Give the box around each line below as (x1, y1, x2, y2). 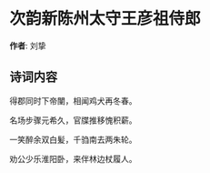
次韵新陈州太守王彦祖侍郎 (9, 8, 202, 29)
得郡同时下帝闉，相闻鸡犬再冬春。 (9, 95, 137, 106)
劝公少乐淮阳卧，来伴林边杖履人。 (9, 153, 137, 164)
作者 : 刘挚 (9, 40, 46, 51)
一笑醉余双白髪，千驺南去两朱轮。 (9, 134, 137, 145)
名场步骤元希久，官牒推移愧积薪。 (9, 115, 137, 126)
